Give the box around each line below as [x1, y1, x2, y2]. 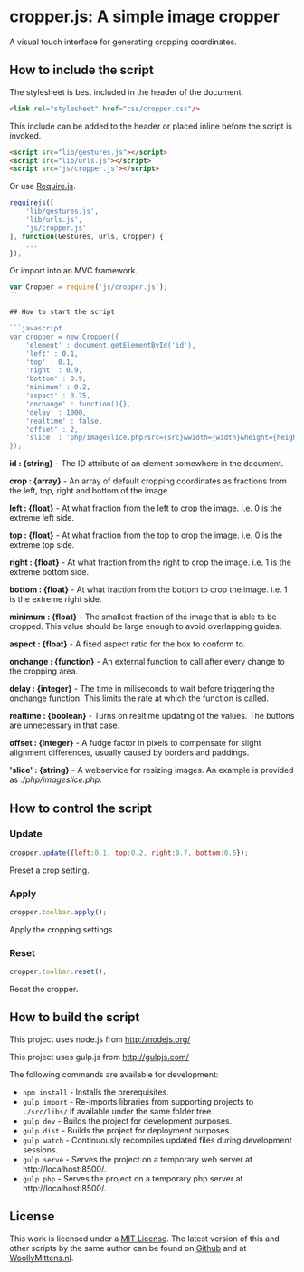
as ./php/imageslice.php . [9, 774, 102, 785]
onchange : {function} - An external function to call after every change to [9, 656, 285, 667]
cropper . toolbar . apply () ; [9, 907, 107, 916]
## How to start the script [9, 308, 116, 317]
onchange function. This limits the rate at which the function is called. [9, 693, 270, 703]
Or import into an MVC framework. [9, 265, 138, 276]
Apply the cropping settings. [9, 923, 116, 934]
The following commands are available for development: [9, 1068, 219, 1079]
